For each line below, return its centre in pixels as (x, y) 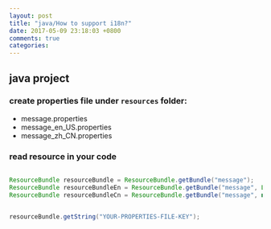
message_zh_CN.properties (66, 135)
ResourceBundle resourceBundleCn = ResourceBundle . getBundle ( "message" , (133, 195)
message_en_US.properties (66, 127)
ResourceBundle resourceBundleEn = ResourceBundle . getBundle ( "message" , (133, 187)
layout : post (31, 16)
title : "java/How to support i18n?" (70, 23)
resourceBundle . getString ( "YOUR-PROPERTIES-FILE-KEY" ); (105, 217)
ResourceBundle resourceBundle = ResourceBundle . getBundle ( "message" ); (131, 180)
